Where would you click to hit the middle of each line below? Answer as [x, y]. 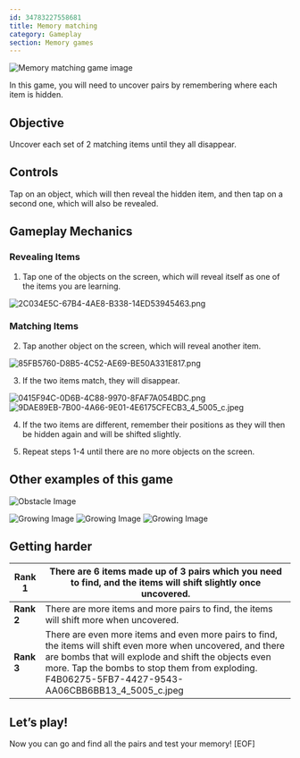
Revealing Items [45, 257]
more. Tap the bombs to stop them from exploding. [151, 669]
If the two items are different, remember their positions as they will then [154, 425]
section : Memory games [51, 42]
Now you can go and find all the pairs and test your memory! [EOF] [133, 744]
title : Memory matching [54, 26]
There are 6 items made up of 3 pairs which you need [166, 571]
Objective [37, 123]
